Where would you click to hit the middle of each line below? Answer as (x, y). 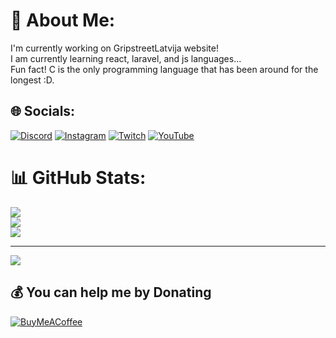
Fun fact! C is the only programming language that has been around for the (164, 69)
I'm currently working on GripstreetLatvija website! (114, 48)
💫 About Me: (63, 20)
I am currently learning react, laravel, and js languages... (126, 58)
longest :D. (32, 80)
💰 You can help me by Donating (111, 292)
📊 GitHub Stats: (78, 177)
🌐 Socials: (43, 111)
